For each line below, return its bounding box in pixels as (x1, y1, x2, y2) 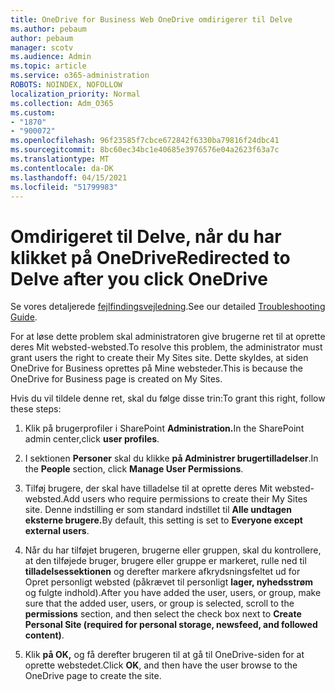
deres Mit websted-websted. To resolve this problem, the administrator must (10, 341, 323, 353)
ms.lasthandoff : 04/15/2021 (10, 172, 128, 183)
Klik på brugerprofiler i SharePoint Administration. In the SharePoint (24, 422, 305, 435)
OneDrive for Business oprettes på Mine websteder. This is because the (10, 362, 303, 375)
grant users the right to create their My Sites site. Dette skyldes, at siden (10, 352, 309, 364)
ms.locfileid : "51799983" (10, 182, 118, 192)
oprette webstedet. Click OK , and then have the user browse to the (24, 659, 298, 671)
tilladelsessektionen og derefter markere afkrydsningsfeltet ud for (24, 566, 301, 578)
